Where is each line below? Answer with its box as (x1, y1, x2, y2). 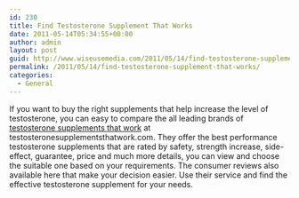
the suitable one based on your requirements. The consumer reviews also (9, 160, 279, 170)
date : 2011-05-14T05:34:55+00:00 (9, 29, 133, 38)
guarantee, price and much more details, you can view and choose (35, 150, 280, 161)
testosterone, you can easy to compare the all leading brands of (9, 113, 244, 123)
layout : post (9, 46, 58, 55)
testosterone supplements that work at (9, 122, 151, 133)
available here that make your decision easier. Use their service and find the (9, 170, 287, 180)
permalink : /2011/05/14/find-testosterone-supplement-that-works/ (9, 63, 261, 72)
